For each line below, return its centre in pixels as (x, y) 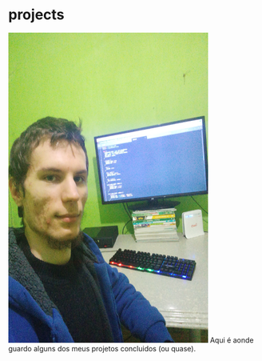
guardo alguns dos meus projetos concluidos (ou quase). (102, 348)
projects (37, 15)
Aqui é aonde (232, 340)
